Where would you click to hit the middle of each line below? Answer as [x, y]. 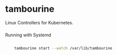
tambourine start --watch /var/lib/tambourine [63, 48]
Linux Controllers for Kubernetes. [39, 23]
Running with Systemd [28, 35]
